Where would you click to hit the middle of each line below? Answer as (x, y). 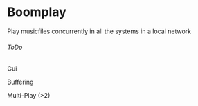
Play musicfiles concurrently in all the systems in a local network (99, 31)
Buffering (20, 82)
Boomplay (37, 12)
